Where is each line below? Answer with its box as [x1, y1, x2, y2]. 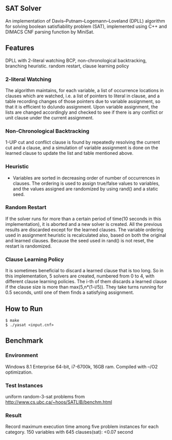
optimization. [5, 369, 33, 375]
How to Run [5, 304, 43, 313]
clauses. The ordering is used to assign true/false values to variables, [12, 180, 160, 186]
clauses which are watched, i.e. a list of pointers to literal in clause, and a [5, 93, 160, 99]
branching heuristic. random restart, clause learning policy [5, 63, 129, 69]
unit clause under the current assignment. [5, 114, 94, 120]
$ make [5, 318, 20, 323]
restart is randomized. [5, 243, 52, 249]
